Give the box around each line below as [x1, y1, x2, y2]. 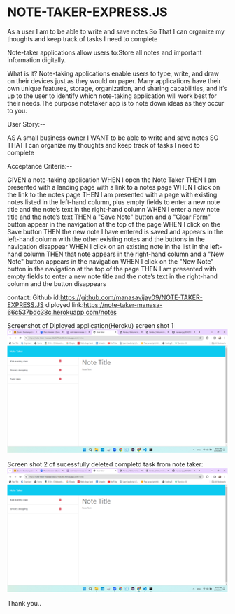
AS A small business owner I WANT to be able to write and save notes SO [7, 134, 219, 142]
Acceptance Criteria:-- [7, 162, 73, 170]
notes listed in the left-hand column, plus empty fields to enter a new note [7, 197, 220, 206]
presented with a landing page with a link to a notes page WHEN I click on [7, 183, 220, 191]
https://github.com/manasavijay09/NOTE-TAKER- [60, 293, 203, 301]
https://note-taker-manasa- [83, 300, 163, 308]
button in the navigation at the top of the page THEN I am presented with [7, 264, 217, 273]
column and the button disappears [7, 279, 106, 287]
